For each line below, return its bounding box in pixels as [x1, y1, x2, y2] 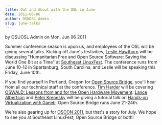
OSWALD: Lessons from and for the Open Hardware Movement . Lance [5, 89, 147, 95]
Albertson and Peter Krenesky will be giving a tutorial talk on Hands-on [5, 95, 148, 101]
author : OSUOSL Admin [5, 16, 49, 21]
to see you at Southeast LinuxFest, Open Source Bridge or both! [5, 114, 134, 120]
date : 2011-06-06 [5, 12, 41, 17]
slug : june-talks [5, 21, 41, 26]
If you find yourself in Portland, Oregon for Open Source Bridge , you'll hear [5, 79, 157, 85]
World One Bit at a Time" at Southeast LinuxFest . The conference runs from [5, 59, 158, 65]
